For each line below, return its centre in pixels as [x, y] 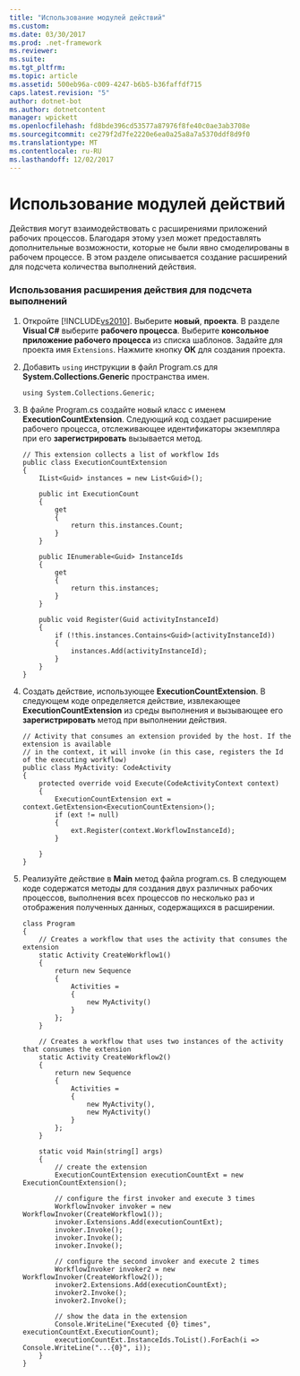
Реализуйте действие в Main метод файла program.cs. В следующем [154, 878]
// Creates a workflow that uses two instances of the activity [161, 1041]
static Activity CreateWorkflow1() [105, 955]
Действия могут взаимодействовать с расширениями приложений [138, 229]
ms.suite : [28, 59]
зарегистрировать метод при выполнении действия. [124, 720]
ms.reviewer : [34, 51]
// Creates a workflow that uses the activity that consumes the [163, 939]
